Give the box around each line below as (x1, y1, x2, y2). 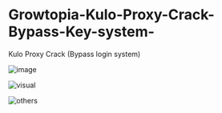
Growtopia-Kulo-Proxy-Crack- (8, 6, 215, 24)
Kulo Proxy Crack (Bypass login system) (8, 49, 141, 59)
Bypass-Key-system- (8, 22, 155, 41)
